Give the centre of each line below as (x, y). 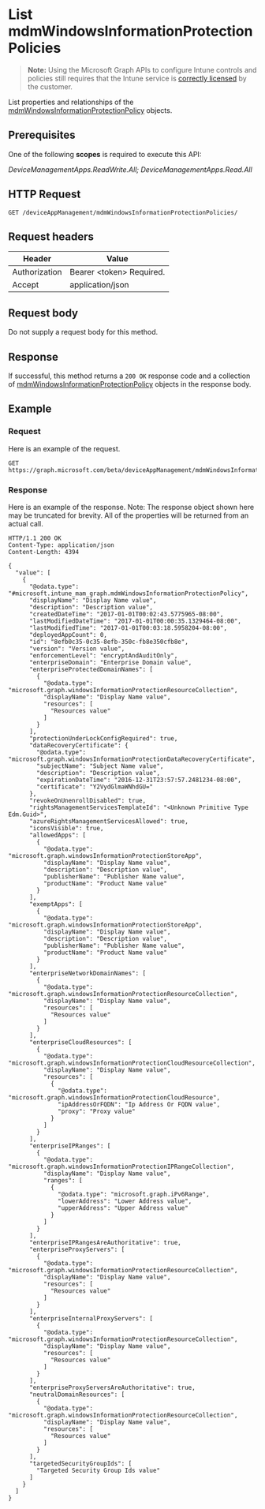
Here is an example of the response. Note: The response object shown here (131, 507)
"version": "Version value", (77, 649)
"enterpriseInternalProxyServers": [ (91, 1318)
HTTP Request (45, 195)
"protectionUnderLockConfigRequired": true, (103, 738)
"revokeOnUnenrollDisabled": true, (88, 800)
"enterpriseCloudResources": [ (80, 1042)
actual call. (26, 523)
